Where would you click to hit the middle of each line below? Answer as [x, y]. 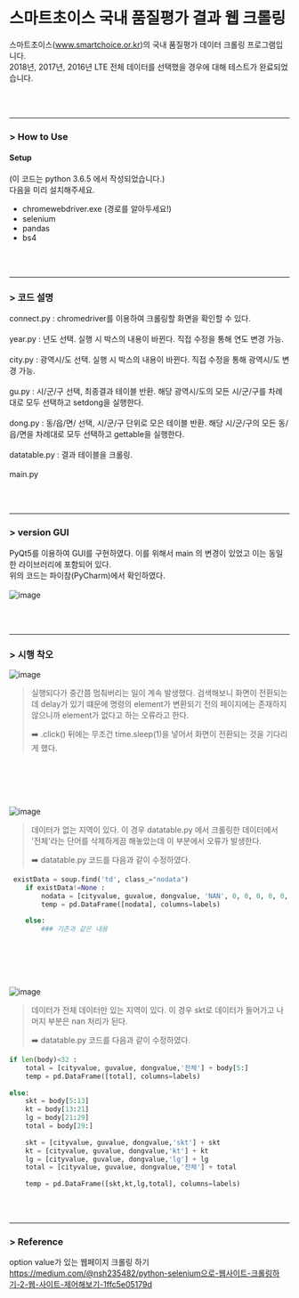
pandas [36, 229]
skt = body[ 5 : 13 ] [57, 1101]
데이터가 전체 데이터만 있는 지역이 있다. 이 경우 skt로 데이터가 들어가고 [153, 1010]
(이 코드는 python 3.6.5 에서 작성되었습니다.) [87, 179]
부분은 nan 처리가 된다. [88, 1021]
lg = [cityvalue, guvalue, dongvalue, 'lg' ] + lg [117, 1159]
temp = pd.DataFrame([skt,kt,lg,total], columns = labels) [133, 1184]
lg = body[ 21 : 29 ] [57, 1118]
